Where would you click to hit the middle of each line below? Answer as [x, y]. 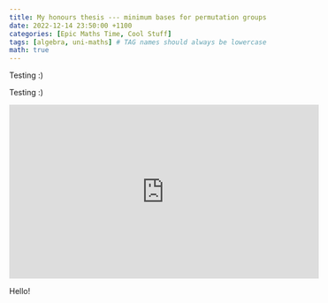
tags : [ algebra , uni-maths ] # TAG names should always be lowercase [138, 42]
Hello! [20, 292]
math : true [29, 50]
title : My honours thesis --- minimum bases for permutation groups [138, 17]
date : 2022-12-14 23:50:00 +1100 [71, 26]
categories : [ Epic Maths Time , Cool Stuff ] [91, 34]
